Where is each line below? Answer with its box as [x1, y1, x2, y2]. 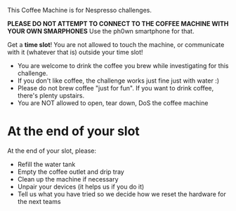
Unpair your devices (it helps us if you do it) [17, 182, 145, 191]
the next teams [17, 197, 61, 205]
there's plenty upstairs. [17, 91, 85, 100]
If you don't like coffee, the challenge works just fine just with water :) [17, 76, 220, 85]
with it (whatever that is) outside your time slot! [7, 48, 143, 56]
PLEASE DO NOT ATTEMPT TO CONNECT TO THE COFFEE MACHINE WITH [7, 20, 229, 27]
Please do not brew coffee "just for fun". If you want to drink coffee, [17, 84, 214, 92]
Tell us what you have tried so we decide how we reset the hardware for [17, 189, 227, 198]
